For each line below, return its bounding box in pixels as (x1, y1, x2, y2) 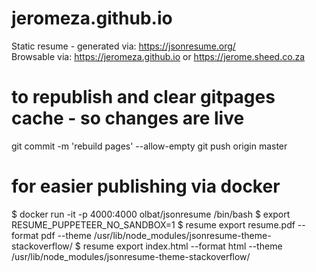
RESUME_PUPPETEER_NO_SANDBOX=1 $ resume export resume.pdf (11, 218, 296, 231)
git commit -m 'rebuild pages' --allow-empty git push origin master (11, 140, 288, 152)
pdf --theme (40, 229, 92, 241)
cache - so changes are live (11, 107, 245, 130)
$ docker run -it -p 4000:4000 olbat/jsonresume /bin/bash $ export (11, 208, 291, 220)
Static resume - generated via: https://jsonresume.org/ (11, 40, 236, 52)
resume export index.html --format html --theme (82, 240, 283, 252)
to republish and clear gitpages (11, 86, 276, 109)
